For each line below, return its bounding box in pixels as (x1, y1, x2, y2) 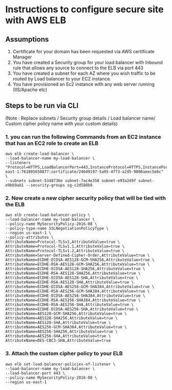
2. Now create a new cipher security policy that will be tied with (5, 195, 166, 202)
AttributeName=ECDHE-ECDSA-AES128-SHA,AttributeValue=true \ (5, 275, 139, 280)
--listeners (5, 160, 31, 166)
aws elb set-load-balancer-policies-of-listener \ (5, 361, 116, 367)
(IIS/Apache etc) (12, 87, 48, 93)
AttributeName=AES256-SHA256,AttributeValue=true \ (5, 329, 118, 334)
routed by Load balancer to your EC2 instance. (12, 76, 112, 81)
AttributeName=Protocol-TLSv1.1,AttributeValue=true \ (5, 244, 125, 249)
